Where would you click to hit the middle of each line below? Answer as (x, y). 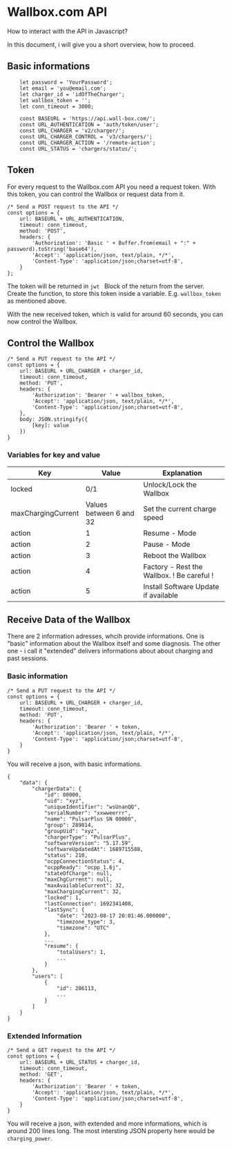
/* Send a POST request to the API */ (63, 207)
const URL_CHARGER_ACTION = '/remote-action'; (88, 142)
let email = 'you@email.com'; (63, 88)
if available (161, 595)
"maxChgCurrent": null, (78, 879)
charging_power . (30, 1139)
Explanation (182, 473)
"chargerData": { (57, 789)
